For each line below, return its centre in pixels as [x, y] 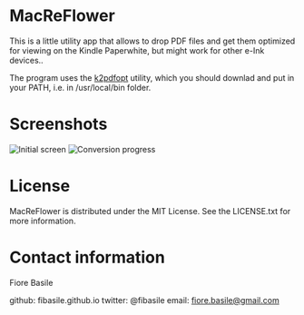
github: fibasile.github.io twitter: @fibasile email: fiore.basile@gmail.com [144, 300]
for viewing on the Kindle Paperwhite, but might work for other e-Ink [137, 50]
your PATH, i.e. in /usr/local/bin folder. [80, 87]
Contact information [87, 257]
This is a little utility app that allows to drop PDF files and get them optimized [152, 41]
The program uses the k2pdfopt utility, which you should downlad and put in [152, 77]
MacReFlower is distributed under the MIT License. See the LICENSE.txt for [150, 211]
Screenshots [59, 124]
